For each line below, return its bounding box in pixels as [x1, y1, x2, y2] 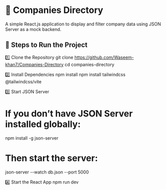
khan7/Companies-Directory [5, 61, 64, 67]
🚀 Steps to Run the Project [5, 41, 88, 49]
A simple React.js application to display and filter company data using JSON [5, 21, 161, 27]
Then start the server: [5, 152, 98, 164]
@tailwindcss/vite [5, 78, 42, 84]
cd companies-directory [64, 61, 115, 67]
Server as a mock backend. [5, 26, 61, 32]
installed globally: [5, 118, 81, 130]
